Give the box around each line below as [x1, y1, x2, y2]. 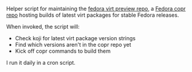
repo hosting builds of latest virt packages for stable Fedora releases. [6, 11, 179, 19]
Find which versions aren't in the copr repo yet [14, 41, 132, 48]
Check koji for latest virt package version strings [14, 35, 136, 41]
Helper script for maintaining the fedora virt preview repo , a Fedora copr [6, 5, 186, 12]
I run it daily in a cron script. [6, 59, 75, 66]
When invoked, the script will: [6, 23, 80, 30]
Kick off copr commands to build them [14, 47, 110, 55]
